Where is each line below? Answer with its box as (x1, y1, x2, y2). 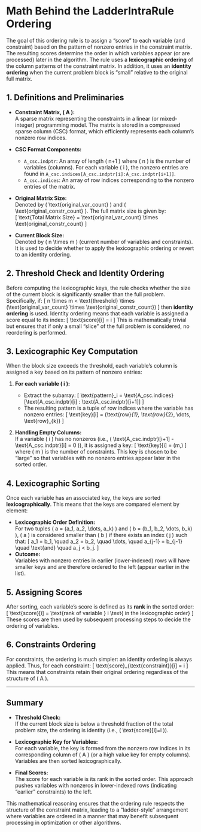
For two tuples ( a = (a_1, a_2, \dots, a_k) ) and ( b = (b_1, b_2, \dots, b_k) (14, 525, 193, 532)
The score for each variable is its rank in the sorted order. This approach (14, 775, 194, 782)
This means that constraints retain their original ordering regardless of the (6, 668, 188, 675)
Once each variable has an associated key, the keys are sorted (6, 494, 161, 502)
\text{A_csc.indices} (124, 392, 174, 399)
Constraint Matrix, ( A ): (14, 108, 75, 115)
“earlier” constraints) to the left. (14, 788, 93, 795)
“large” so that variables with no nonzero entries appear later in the (14, 455, 181, 462)
